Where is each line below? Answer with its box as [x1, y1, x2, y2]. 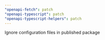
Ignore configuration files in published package [4, 30, 100, 36]
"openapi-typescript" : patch [4, 12, 64, 17]
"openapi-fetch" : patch [4, 7, 53, 12]
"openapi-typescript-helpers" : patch [4, 16, 82, 21]
